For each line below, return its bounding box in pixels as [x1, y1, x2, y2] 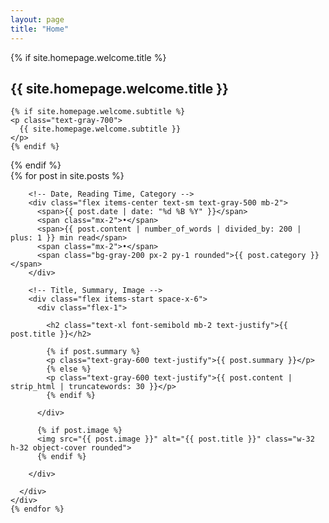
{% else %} [46, 364, 92, 375]
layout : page [10, 14, 65, 25]
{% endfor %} [10, 504, 65, 515]
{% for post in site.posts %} [10, 170, 125, 182]
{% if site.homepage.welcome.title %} [10, 51, 167, 63]
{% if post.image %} [36, 426, 123, 436]
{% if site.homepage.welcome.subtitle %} [10, 107, 186, 117]
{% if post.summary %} [46, 347, 141, 357]
